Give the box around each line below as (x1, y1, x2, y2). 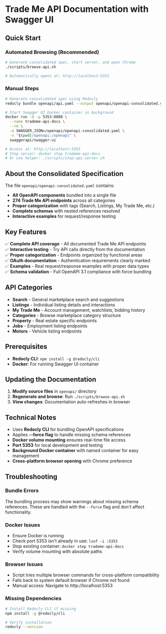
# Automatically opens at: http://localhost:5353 (5, 73, 110, 78)
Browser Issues (5, 561, 43, 568)
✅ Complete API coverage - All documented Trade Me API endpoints (5, 240, 147, 246)
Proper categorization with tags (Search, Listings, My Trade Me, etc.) (12, 203, 155, 209)
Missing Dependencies (5, 595, 62, 602)
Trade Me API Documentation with (5, 3, 149, 15)
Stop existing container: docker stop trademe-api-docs (12, 543, 124, 549)
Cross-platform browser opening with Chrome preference (12, 458, 132, 464)
